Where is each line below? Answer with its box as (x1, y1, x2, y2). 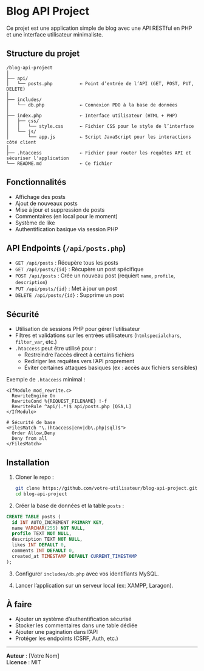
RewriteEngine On (12, 393, 56, 399)
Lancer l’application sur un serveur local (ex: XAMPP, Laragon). (15, 582, 174, 589)
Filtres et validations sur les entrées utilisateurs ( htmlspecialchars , (15, 332, 182, 339)
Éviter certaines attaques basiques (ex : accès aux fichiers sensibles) (24, 364, 198, 372)
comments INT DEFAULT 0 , (12, 548, 75, 554)
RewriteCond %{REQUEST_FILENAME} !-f (12, 398, 107, 405)
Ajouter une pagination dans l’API (15, 628, 98, 636)
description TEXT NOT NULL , (12, 537, 83, 543)
